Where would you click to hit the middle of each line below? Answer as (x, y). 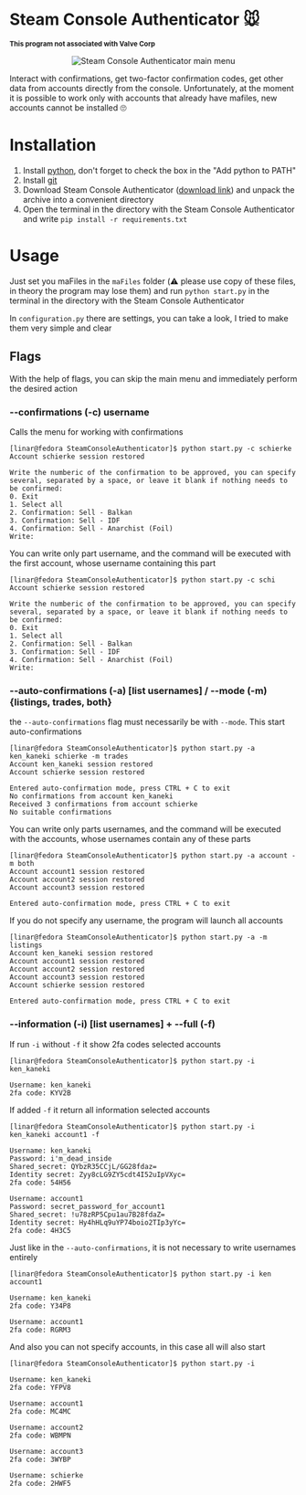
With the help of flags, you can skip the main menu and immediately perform (153, 378)
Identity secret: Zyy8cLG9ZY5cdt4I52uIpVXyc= (97, 1174)
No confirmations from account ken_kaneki (91, 796)
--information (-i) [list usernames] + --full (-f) (113, 1025)
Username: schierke (47, 1475)
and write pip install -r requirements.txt (105, 218)
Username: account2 (47, 1427)
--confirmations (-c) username (79, 412)
